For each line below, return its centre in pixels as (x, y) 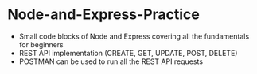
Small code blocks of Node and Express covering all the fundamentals (134, 36)
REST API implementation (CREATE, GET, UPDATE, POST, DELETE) (128, 53)
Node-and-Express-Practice (104, 15)
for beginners (41, 44)
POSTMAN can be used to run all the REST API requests (111, 61)
